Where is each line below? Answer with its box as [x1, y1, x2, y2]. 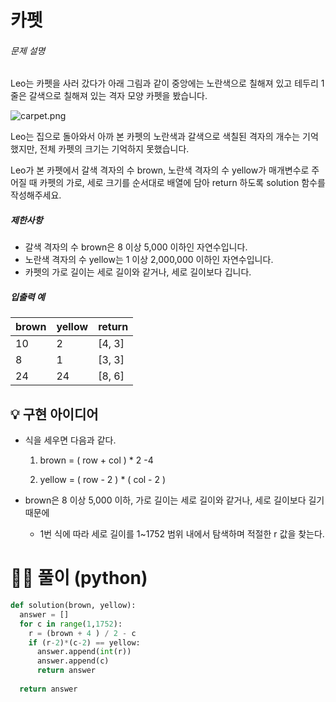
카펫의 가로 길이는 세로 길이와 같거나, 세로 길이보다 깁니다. [24, 266, 252, 278]
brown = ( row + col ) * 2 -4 [39, 454, 154, 466]
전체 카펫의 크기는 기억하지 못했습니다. [39, 143, 190, 155]
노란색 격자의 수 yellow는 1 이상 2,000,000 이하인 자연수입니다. [24, 254, 274, 266]
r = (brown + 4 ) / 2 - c [28, 628, 137, 638]
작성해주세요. [10, 189, 62, 201]
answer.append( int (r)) [36, 647, 132, 657]
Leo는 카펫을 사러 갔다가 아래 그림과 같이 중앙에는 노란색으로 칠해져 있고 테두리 [10, 77, 319, 90]
